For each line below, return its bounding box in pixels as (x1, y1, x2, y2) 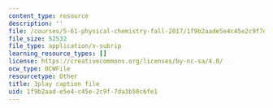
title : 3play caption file (8, 80, 100, 88)
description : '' (8, 19, 63, 28)
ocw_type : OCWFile (8, 65, 71, 73)
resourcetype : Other (8, 72, 79, 80)
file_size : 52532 (8, 34, 67, 43)
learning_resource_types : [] (8, 50, 107, 58)
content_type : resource (8, 11, 89, 20)
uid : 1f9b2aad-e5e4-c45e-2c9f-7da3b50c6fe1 (8, 87, 158, 96)
